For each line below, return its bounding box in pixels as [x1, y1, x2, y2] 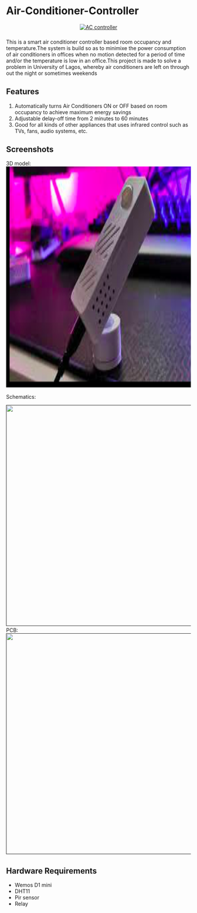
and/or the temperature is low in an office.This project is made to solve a [6, 57, 181, 64]
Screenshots [6, 144, 54, 154]
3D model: [6, 160, 31, 167]
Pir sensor [14, 894, 40, 901]
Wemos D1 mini [14, 882, 52, 889]
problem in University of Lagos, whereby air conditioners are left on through [6, 63, 189, 70]
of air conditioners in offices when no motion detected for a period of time [6, 51, 185, 58]
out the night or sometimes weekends [6, 70, 98, 77]
